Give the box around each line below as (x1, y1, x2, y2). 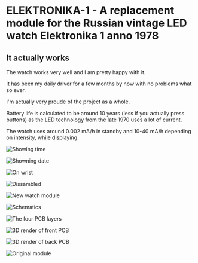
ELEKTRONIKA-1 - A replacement (6, 4, 175, 17)
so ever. (6, 87, 26, 93)
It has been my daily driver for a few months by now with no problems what (6, 80, 192, 87)
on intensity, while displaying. (6, 134, 79, 141)
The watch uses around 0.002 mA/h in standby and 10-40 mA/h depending (6, 128, 191, 134)
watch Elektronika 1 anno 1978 (6, 29, 159, 42)
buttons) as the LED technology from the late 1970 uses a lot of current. (6, 116, 182, 123)
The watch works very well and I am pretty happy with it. (6, 69, 146, 75)
